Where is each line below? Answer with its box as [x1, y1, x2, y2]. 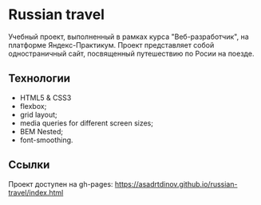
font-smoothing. [19, 135, 73, 145]
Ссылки [8, 158, 50, 172]
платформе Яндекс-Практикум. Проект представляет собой [8, 40, 215, 49]
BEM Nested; [19, 126, 64, 136]
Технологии [8, 72, 70, 85]
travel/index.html [8, 188, 64, 197]
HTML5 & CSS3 [19, 93, 72, 102]
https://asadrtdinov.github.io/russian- [114, 179, 238, 188]
